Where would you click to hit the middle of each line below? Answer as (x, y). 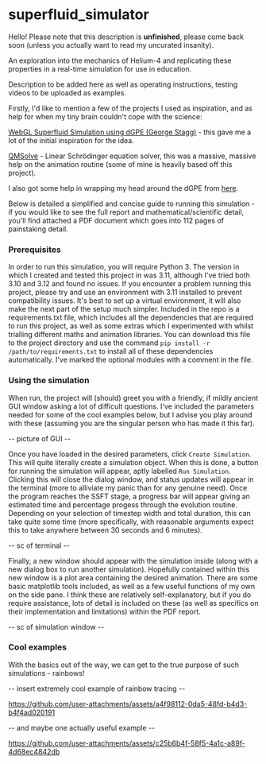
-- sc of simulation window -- (56, 626)
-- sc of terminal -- (39, 545)
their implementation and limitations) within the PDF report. (104, 611)
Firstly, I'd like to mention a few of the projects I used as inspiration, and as (130, 108)
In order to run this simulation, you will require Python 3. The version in (124, 267)
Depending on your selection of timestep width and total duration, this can (130, 513)
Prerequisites (35, 250)
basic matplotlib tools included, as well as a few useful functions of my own (132, 586)
